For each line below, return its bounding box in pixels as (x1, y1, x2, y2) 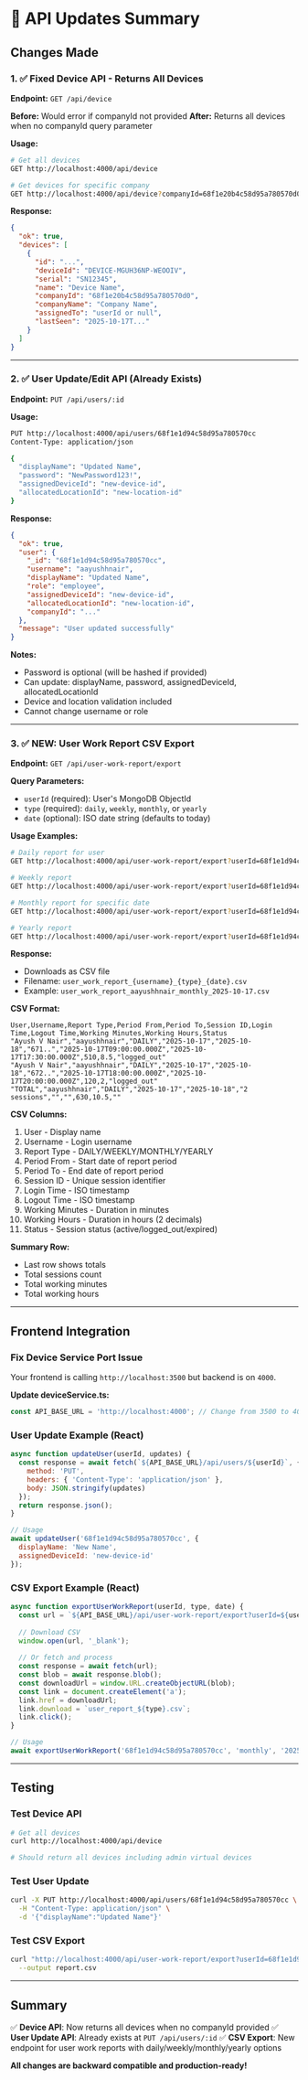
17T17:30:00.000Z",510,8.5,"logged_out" (10, 1053, 167, 1062)
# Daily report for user (10, 848, 105, 858)
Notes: (10, 649, 37, 660)
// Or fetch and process (18, 1653, 113, 1663)
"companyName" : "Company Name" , (34, 300, 158, 309)
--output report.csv (18, 1964, 97, 1973)
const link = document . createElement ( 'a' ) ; (18, 1687, 186, 1696)
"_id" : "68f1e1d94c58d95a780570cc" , (27, 556, 167, 565)
